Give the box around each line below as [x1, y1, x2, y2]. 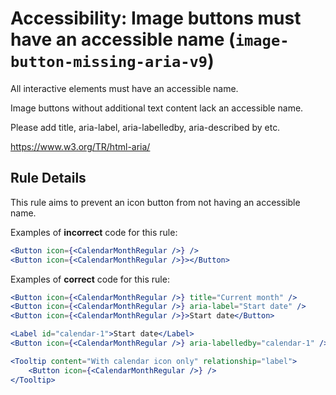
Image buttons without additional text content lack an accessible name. [10, 102, 304, 114]
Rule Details [10, 170, 87, 187]
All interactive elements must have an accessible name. [10, 82, 239, 94]
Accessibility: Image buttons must [10, 7, 302, 30]
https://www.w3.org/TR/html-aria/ [10, 140, 151, 152]
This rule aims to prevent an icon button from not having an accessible [10, 196, 301, 208]
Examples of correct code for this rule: [10, 273, 170, 285]
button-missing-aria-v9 [10, 53, 208, 72]
